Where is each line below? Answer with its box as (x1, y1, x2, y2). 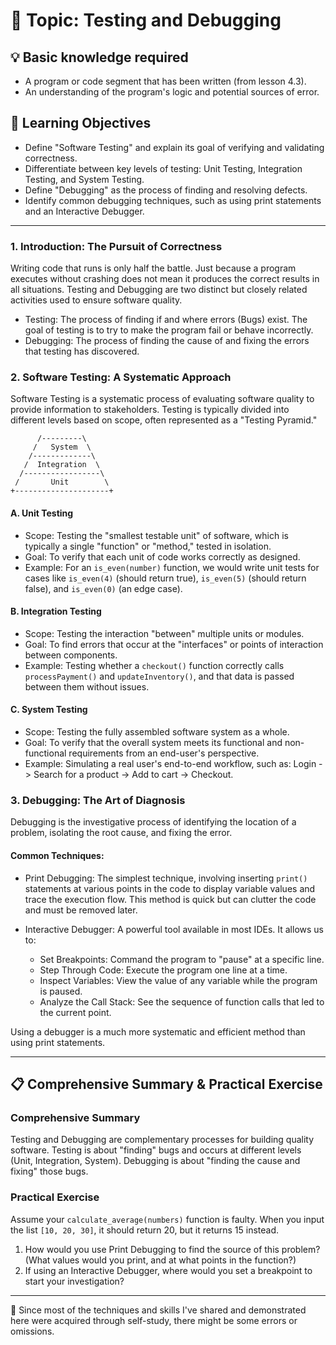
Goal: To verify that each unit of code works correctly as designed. (24, 550, 301, 563)
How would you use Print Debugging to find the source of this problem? (24, 1243, 321, 1255)
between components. (24, 649, 118, 661)
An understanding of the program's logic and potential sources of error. (24, 86, 320, 98)
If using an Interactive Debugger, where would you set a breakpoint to (24, 1264, 313, 1276)
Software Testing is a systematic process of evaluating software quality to (10, 393, 315, 405)
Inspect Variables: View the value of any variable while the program (39, 974, 318, 986)
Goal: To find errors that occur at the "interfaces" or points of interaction (24, 638, 324, 650)
